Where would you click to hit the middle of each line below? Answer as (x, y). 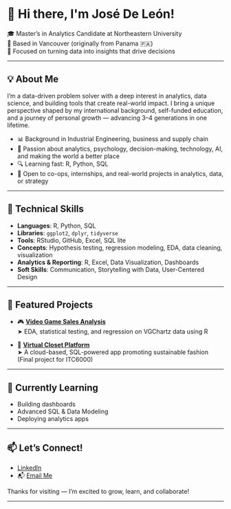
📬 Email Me (35, 475)
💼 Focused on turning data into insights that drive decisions (91, 51)
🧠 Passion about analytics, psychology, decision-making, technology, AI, (120, 149)
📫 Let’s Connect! (45, 447)
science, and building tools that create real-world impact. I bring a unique (111, 103)
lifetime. (19, 125)
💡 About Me (33, 79)
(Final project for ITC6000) (55, 360)
